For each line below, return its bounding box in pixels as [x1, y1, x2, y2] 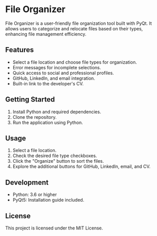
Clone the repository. [12, 114, 57, 120]
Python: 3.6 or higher [12, 192, 57, 198]
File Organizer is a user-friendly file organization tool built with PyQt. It [5, 20, 152, 26]
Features [5, 45, 34, 54]
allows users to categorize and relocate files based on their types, [5, 25, 143, 31]
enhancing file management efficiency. [5, 31, 87, 37]
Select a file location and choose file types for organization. [12, 59, 137, 65]
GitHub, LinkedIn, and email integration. [12, 75, 95, 81]
